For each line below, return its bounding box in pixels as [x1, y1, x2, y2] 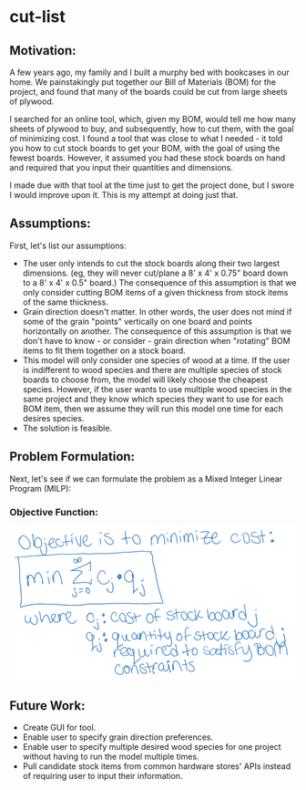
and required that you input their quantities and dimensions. [9, 162, 234, 172]
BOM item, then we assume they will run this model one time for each [22, 403, 284, 414]
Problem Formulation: [9, 449, 135, 464]
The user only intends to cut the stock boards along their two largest [22, 257, 280, 268]
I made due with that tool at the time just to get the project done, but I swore [9, 180, 294, 191]
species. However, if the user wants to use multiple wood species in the [22, 383, 292, 394]
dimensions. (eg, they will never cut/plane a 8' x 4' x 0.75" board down [22, 267, 289, 278]
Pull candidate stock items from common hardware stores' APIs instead [22, 761, 291, 772]
